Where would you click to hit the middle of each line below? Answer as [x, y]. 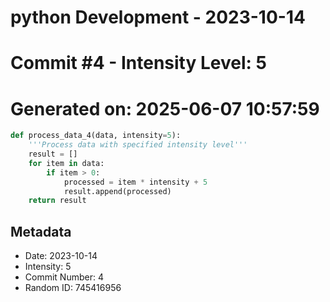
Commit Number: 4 [64, 277]
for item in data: [66, 163]
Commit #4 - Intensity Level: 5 [138, 63]
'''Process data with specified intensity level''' [138, 145]
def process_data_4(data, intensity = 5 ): [96, 136]
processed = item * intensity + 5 [135, 182]
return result [57, 201]
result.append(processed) [117, 191]
